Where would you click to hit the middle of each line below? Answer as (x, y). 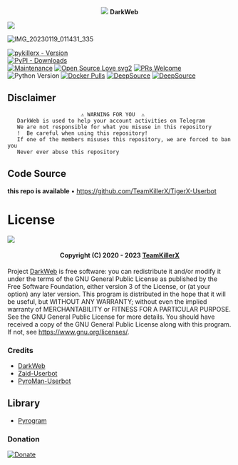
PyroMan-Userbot (44, 381)
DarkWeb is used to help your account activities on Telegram (111, 121)
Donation (24, 439)
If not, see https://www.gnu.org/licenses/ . (68, 332)
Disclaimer (32, 98)
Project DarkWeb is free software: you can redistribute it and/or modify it (114, 271)
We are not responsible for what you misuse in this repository (114, 127)
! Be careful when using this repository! (82, 133)
